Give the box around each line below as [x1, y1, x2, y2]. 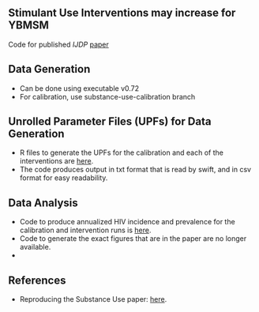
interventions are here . [19, 156, 94, 166]
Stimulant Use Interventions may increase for [8, 6, 236, 20]
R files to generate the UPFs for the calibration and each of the [19, 148, 223, 157]
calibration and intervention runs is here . [19, 225, 152, 235]
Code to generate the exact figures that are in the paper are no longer [19, 234, 247, 243]
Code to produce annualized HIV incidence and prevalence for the [19, 217, 235, 227]
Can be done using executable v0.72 [19, 83, 140, 93]
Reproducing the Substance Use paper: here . [19, 295, 167, 304]
